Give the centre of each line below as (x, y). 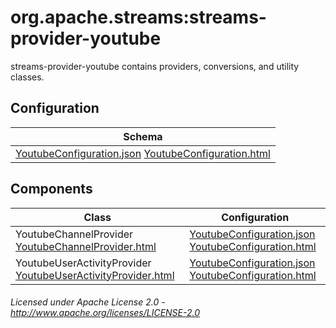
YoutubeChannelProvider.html (86, 246)
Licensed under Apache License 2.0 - (88, 302)
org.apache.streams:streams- (138, 17)
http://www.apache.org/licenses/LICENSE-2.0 (105, 313)
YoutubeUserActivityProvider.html (95, 275)
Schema (143, 136)
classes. (27, 77)
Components (51, 189)
